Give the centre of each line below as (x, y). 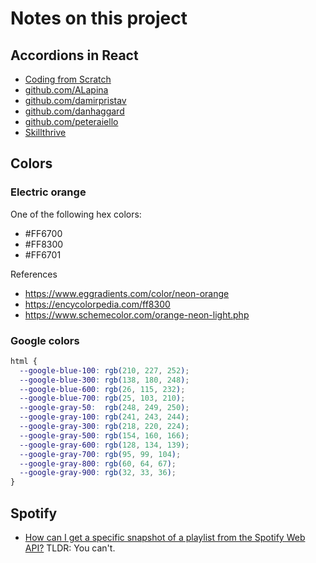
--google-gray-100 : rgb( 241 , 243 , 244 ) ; (104, 417)
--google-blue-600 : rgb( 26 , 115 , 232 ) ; (102, 389)
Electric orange (48, 192)
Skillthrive (45, 132)
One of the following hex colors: (76, 214)
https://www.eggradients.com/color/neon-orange (127, 293)
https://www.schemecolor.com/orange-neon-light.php (137, 314)
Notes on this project (99, 18)
